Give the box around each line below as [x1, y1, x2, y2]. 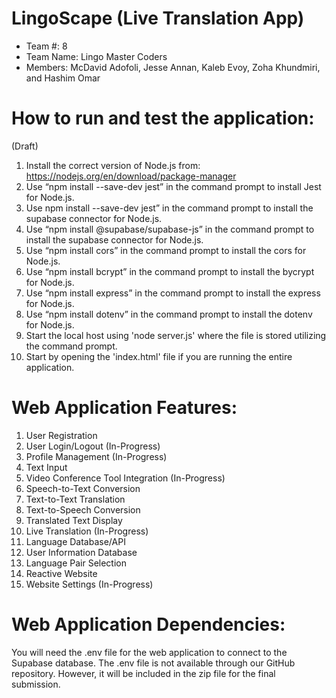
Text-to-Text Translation [25, 493, 126, 505]
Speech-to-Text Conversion [25, 482, 141, 494]
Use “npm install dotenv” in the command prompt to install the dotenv [25, 308, 313, 320]
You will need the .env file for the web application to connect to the [11, 646, 288, 658]
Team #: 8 [25, 40, 68, 52]
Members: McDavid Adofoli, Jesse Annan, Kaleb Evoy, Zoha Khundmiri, [25, 61, 321, 73]
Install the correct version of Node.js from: [25, 159, 201, 171]
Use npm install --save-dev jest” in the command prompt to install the [25, 202, 314, 214]
